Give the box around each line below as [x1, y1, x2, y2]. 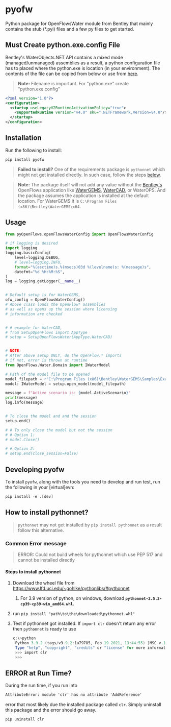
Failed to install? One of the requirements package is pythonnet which [17, 166, 165, 172]
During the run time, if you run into [5, 683, 78, 689]
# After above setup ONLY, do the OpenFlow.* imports [5, 353, 122, 358]
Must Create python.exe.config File [5, 41, 121, 50]
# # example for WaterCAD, [5, 325, 63, 330]
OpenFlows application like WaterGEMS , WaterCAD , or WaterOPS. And [17, 187, 166, 193]
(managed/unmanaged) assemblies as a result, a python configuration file [5, 60, 160, 66]
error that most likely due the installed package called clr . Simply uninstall [5, 701, 161, 708]
